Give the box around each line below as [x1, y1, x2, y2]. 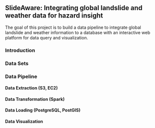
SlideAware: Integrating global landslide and [5, 4, 143, 12]
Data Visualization [5, 118, 43, 124]
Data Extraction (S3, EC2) [5, 85, 58, 91]
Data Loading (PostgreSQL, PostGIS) [5, 107, 81, 113]
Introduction [5, 47, 35, 54]
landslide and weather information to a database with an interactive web [5, 29, 151, 36]
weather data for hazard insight [5, 12, 104, 20]
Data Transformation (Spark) [5, 96, 65, 102]
